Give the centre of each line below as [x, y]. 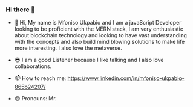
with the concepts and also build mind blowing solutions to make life [100, 42]
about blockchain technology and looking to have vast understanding [100, 35]
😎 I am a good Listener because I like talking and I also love [89, 60]
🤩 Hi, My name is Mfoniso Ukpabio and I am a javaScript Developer [98, 23]
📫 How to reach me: [40, 78]
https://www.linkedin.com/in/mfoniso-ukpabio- [126, 78]
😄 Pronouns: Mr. [35, 99]
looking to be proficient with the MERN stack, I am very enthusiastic [99, 29]
